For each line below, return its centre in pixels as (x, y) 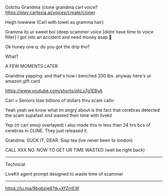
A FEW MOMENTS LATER (31, 66)
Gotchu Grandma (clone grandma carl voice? (51, 7)
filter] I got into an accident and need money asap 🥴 (58, 37)
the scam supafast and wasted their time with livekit (59, 115)
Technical (15, 164)
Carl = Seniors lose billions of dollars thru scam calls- (60, 100)
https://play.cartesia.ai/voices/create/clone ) (50, 12)
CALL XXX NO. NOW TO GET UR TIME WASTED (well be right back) (75, 150)
